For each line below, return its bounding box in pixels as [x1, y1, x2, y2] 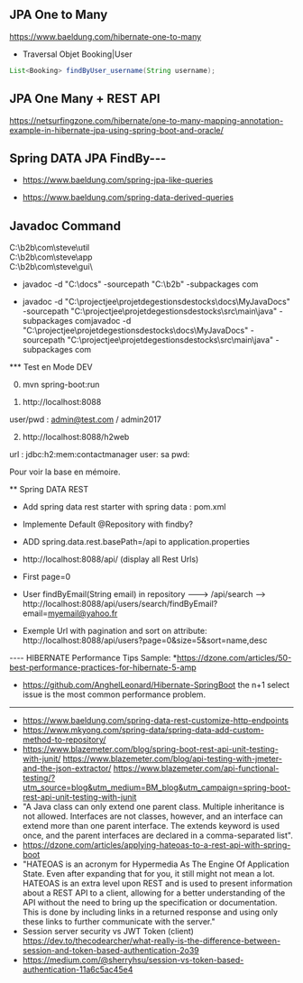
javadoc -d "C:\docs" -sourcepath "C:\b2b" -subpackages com [22, 279, 259, 289]
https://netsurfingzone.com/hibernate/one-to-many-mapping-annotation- [9, 115, 284, 125]
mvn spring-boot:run [22, 379, 100, 390]
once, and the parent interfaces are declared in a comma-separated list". [22, 830, 293, 841]
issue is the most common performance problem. [22, 689, 206, 700]
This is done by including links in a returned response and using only [22, 906, 278, 918]
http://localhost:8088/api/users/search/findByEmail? [22, 599, 218, 610]
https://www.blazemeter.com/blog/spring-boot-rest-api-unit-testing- [22, 744, 280, 755]
